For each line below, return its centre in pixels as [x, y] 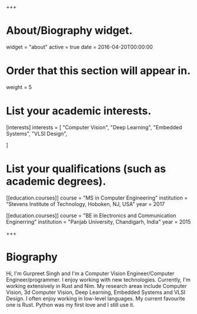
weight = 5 [19, 87]
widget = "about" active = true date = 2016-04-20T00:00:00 [79, 47]
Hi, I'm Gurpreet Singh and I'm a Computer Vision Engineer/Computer [90, 273]
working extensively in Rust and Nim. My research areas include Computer [96, 286]
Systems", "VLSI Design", [37, 133]
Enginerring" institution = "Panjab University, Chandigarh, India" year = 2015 [98, 221]
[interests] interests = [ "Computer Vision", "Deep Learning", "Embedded [94, 127]
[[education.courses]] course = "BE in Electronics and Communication [91, 215]
